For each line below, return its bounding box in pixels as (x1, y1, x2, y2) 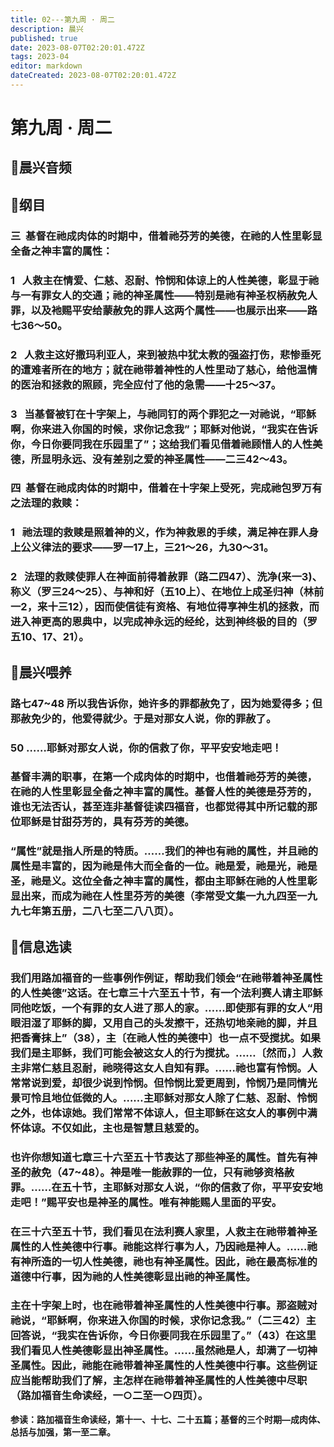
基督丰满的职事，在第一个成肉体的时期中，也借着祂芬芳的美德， (10, 770, 318, 784)
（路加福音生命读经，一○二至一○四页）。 (10, 1389, 209, 1403)
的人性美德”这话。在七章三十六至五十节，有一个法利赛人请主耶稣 (10, 986, 323, 1000)
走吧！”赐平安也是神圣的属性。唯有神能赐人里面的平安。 (10, 1195, 283, 1209)
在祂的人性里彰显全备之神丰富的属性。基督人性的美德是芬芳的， (10, 785, 318, 799)
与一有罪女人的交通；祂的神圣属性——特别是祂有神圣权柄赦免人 (10, 288, 318, 302)
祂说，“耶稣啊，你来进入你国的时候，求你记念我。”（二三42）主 (10, 1314, 317, 1328)
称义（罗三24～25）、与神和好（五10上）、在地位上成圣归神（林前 (10, 585, 325, 599)
